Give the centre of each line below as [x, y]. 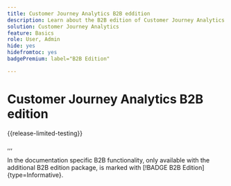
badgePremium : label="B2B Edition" [59, 59]
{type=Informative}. [35, 175]
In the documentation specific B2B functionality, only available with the [109, 160]
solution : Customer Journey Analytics [63, 26]
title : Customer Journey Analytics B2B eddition [79, 14]
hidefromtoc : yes [32, 53]
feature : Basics [31, 33]
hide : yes [22, 46]
